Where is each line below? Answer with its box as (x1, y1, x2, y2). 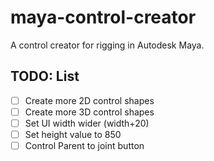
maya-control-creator (10, 6, 197, 29)
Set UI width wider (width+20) (24, 117, 150, 129)
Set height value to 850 (24, 128, 122, 140)
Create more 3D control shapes (24, 106, 155, 118)
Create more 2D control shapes (24, 94, 155, 106)
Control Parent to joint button (24, 140, 145, 151)
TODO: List (10, 68, 80, 85)
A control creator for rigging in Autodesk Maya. (10, 39, 205, 51)
